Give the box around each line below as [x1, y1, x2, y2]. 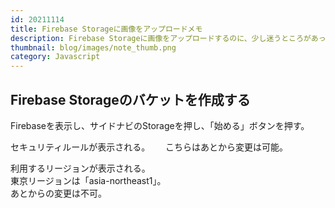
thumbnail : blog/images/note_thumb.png [10, 42, 177, 53]
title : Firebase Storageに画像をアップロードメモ [10, 24, 203, 34]
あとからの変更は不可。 [10, 187, 107, 199]
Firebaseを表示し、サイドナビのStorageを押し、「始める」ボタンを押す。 [10, 119, 310, 131]
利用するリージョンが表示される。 [10, 162, 151, 174]
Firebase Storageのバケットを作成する [10, 91, 251, 108]
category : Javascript [10, 52, 101, 62]
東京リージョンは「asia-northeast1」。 [10, 174, 167, 186]
